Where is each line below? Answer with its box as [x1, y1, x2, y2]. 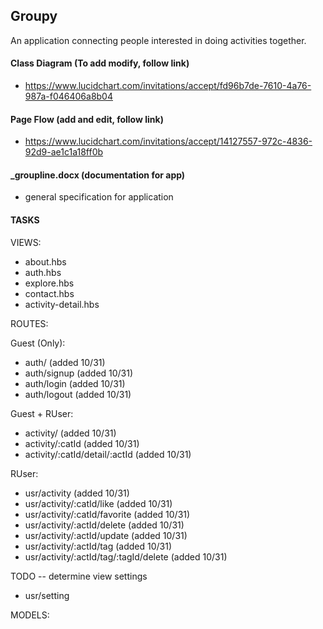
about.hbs [24, 255, 67, 268]
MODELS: [10, 609, 50, 621]
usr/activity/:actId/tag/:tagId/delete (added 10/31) [24, 550, 228, 563]
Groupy [10, 8, 58, 25]
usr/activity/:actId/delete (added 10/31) [24, 519, 185, 531]
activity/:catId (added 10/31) [24, 437, 140, 449]
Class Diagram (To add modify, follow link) [10, 57, 190, 69]
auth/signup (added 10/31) [24, 367, 134, 379]
